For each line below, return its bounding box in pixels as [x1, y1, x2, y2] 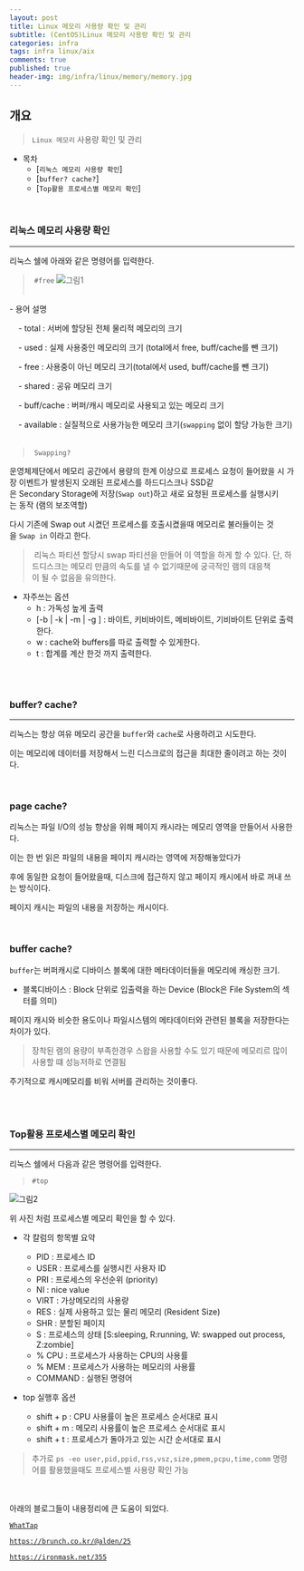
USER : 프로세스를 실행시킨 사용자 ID [35, 1263, 166, 1274]
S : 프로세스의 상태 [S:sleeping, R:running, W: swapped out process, [35, 1329, 286, 1340]
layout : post [9, 13, 59, 23]
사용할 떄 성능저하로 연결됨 [31, 1056, 127, 1067]
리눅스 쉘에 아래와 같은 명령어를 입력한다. [9, 255, 155, 266]
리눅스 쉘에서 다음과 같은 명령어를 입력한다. [9, 1159, 162, 1169]
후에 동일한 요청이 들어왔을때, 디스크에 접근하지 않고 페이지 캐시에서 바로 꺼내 [9, 871, 282, 882]
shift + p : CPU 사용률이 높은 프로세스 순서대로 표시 [35, 1411, 219, 1422]
